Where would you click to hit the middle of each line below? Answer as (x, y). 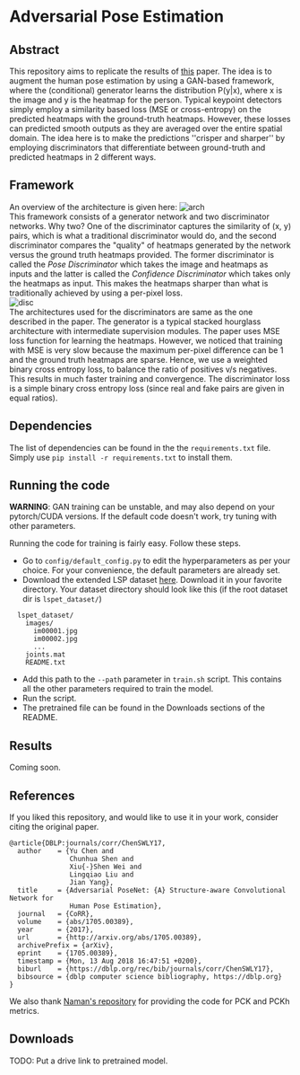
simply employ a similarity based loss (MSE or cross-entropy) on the (135, 109)
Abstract (34, 50)
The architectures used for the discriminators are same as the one (131, 312)
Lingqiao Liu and (102, 875)
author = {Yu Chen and (66, 851)
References (42, 795)
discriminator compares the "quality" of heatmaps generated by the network (150, 245)
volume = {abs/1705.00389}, (76, 922)
